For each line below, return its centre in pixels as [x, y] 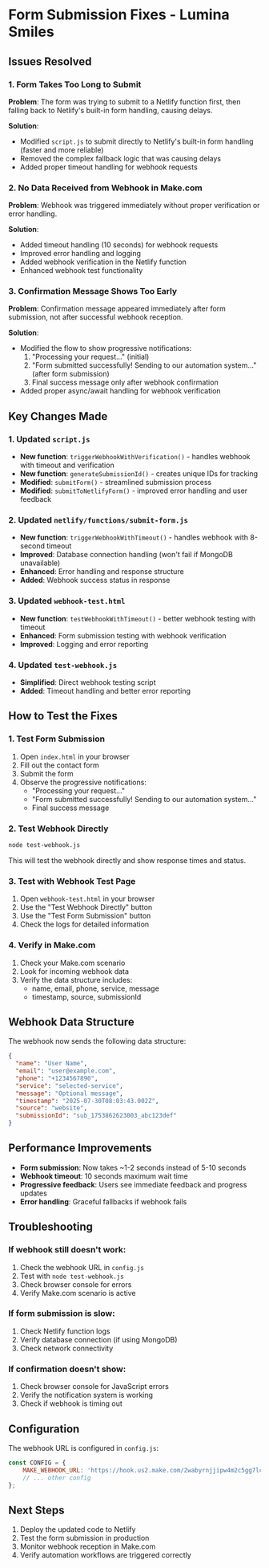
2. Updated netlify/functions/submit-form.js [98, 520]
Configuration [44, 1429]
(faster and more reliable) [62, 149]
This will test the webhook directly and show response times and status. [127, 860]
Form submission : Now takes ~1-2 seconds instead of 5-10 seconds [133, 1167]
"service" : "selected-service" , [70, 1085]
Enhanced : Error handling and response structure [102, 572]
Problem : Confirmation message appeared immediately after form [117, 309]
